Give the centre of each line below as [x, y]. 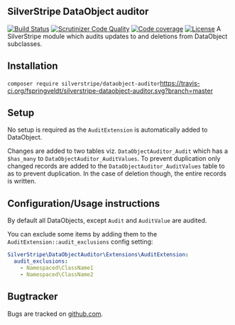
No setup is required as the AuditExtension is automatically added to [108, 130]
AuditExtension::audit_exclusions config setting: [80, 242]
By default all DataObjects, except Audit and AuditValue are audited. [107, 221]
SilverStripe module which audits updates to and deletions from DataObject [117, 36]
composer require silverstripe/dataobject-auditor [84, 84]
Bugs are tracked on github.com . [55, 314]
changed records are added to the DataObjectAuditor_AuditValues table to [116, 166]
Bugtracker [33, 297]
